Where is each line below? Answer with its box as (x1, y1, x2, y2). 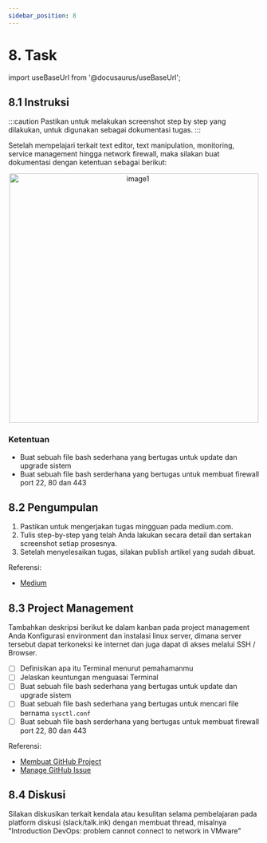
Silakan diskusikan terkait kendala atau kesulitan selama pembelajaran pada (8, 809, 257, 819)
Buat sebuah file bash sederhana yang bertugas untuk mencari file (19, 699, 239, 709)
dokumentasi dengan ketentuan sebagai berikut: (8, 157, 167, 168)
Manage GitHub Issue (19, 765, 92, 774)
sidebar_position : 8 (8, 11, 77, 20)
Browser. (8, 648, 37, 658)
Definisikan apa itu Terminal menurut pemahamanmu (19, 663, 194, 673)
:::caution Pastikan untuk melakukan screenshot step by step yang (8, 117, 226, 126)
